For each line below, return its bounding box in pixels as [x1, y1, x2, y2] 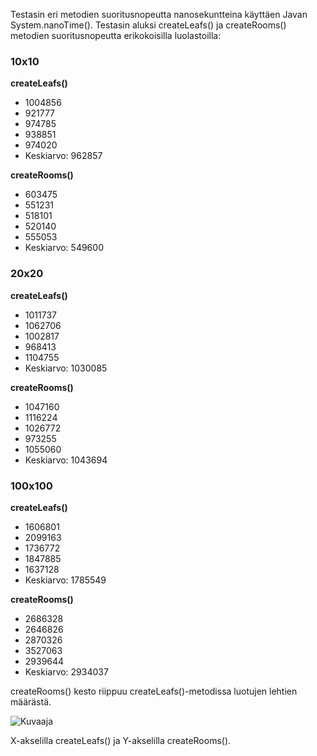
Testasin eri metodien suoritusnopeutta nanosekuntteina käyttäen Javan [10, 9, 308, 20]
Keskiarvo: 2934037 [24, 665, 109, 678]
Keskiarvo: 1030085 [24, 362, 108, 374]
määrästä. [10, 695, 52, 708]
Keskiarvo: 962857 [24, 150, 103, 162]
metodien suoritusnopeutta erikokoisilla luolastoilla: [10, 30, 222, 41]
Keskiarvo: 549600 [24, 242, 104, 254]
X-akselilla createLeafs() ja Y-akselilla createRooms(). [10, 734, 232, 746]
